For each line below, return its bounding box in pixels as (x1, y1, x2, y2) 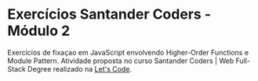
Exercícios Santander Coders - (7, 5, 212, 23)
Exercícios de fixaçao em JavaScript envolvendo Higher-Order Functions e (7, 48, 249, 57)
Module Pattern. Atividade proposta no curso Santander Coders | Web (7, 56, 234, 65)
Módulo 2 (7, 22, 71, 40)
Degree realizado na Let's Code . (27, 64, 133, 73)
